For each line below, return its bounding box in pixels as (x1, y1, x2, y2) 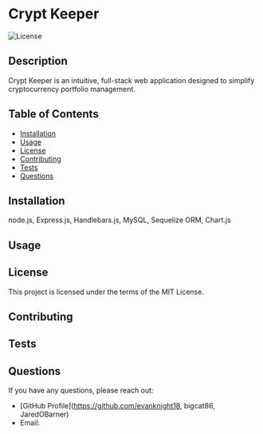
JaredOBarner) (19, 409, 69, 420)
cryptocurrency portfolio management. (8, 84, 135, 94)
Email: (19, 418, 41, 428)
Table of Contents (8, 107, 100, 121)
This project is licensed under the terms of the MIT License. (8, 287, 205, 297)
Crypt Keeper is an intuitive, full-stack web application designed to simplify (8, 75, 255, 85)
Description (8, 54, 68, 68)
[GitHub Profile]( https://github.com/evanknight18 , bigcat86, (19, 401, 215, 411)
